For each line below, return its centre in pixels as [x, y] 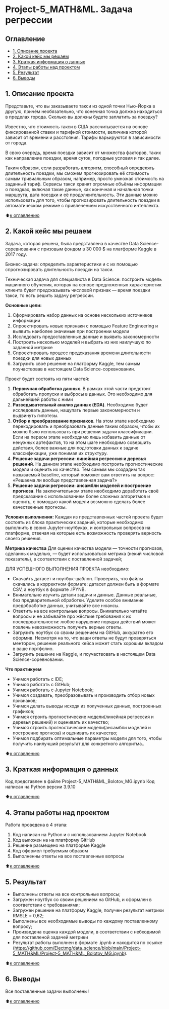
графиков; [23, 711]
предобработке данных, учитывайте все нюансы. [66, 605]
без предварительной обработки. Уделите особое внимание [78, 600]
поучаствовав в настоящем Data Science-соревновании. [74, 369]
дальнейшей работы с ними [43, 399]
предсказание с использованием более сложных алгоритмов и [81, 496]
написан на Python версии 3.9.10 [40, 787]
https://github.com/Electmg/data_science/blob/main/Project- [78, 948]
